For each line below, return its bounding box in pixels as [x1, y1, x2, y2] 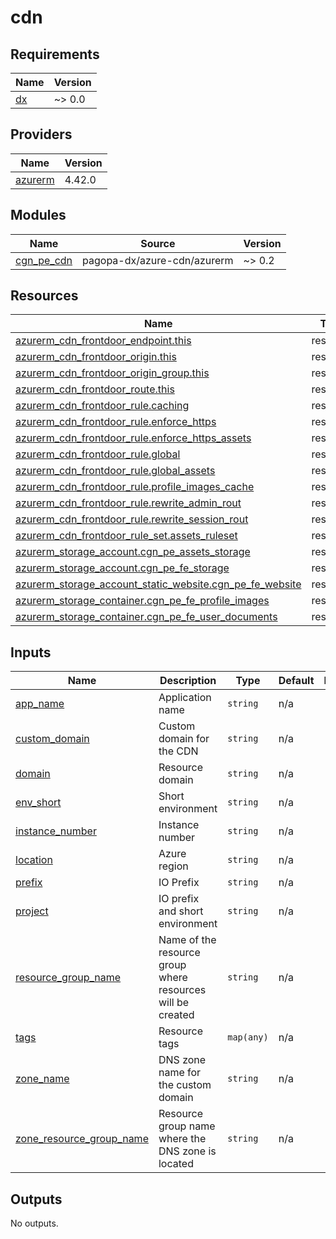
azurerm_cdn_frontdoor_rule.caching [15, 399, 190, 413]
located [158, 1157, 194, 1171]
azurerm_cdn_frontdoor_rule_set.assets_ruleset [15, 529, 238, 543]
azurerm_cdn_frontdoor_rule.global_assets [15, 464, 216, 478]
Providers [10, 126, 73, 143]
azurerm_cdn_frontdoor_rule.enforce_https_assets [15, 431, 252, 445]
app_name [15, 697, 65, 711]
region [158, 859, 189, 873]
